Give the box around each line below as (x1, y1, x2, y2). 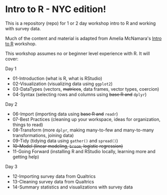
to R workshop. (5, 40, 37, 46)
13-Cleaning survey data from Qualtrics (12, 178, 95, 184)
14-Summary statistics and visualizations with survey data (12, 184, 133, 190)
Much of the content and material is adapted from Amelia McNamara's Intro (5, 35, 162, 41)
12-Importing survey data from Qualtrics (12, 173, 96, 179)
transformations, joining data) (12, 132, 74, 138)
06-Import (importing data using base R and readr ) (12, 111, 118, 117)
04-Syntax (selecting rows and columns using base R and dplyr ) (12, 91, 147, 97)
